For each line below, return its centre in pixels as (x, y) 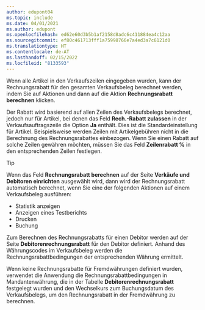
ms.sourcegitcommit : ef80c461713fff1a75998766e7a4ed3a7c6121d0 (88, 40)
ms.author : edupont (31, 29)
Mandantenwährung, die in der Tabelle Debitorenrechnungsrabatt (90, 281)
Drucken (26, 219)
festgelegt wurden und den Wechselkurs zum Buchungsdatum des (90, 288)
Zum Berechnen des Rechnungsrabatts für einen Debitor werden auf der (97, 237)
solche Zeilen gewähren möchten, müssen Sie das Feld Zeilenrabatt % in (99, 144)
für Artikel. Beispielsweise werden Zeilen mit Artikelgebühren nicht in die (98, 131)
